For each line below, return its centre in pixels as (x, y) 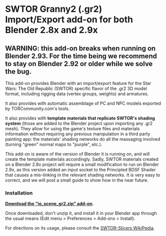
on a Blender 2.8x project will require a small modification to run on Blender (82, 164)
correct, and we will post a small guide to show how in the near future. (77, 180)
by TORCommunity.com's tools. (37, 109)
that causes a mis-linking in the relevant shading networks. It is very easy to (83, 175)
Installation (19, 193)
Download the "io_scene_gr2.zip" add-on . (50, 204)
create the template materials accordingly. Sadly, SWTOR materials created (82, 159)
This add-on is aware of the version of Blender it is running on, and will (78, 154)
